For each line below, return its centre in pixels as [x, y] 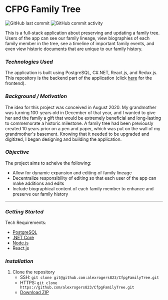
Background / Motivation [36, 96]
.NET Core [23, 238]
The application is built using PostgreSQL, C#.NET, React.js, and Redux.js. [81, 73]
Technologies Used [29, 62]
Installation [19, 261]
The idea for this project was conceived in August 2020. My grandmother [81, 107]
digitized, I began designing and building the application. [63, 139]
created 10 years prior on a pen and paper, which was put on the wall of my [83, 128]
